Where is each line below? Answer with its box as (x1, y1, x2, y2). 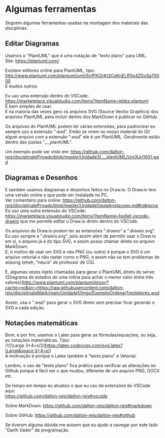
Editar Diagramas (5, 40, 60, 48)
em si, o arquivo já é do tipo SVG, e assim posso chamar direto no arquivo (5, 238, 155, 244)
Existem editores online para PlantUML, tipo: (5, 67, 95, 73)
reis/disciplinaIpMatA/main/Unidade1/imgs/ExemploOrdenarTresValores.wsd (5, 290, 160, 296)
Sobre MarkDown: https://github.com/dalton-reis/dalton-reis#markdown (5, 403, 152, 409)
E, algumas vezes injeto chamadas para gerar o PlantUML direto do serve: (5, 268, 156, 275)
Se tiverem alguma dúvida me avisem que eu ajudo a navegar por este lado (5, 422, 158, 428)
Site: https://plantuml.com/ (5, 58, 59, 64)
